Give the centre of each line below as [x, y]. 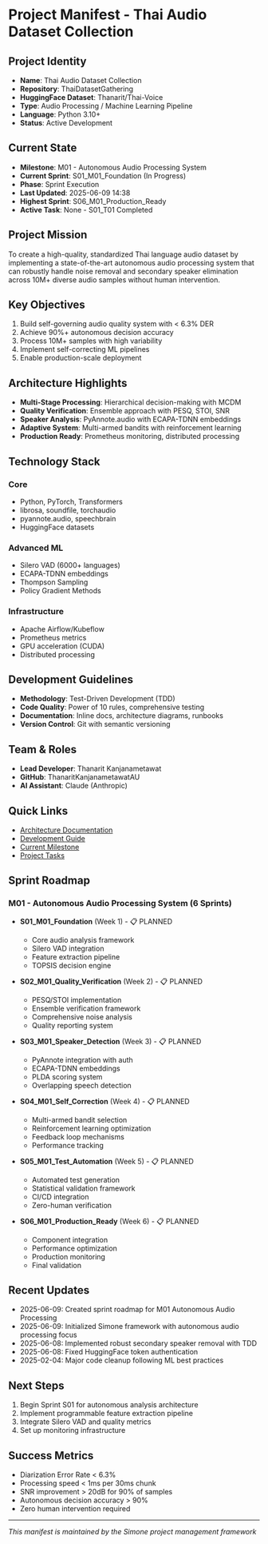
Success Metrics [51, 1456]
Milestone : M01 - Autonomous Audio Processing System [113, 167]
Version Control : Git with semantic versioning [95, 724]
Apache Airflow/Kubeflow [62, 628]
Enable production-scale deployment [81, 358]
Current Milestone [49, 847]
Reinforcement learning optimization [91, 1128]
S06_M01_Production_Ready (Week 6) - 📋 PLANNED [109, 1221]
